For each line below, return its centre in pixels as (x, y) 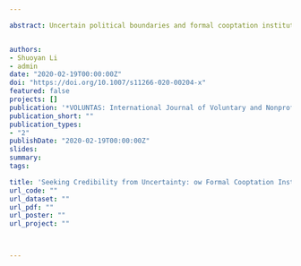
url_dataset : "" (39, 199)
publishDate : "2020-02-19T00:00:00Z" (80, 141)
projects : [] (34, 99)
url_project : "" (39, 224)
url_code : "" (34, 190)
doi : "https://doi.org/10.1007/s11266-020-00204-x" (107, 83)
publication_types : (46, 124)
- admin (24, 66)
